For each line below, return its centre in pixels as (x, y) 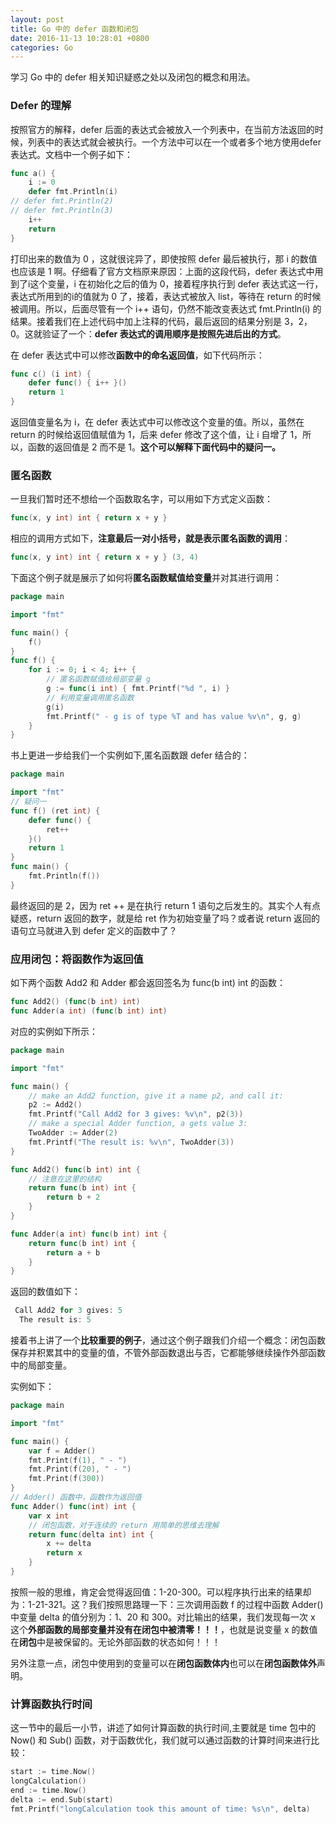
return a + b (73, 1252)
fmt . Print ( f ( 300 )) (66, 1479)
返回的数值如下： (45, 1292)
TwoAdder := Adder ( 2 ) (73, 1133)
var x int (49, 1516)
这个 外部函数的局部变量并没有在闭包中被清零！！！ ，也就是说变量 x (150, 1629)
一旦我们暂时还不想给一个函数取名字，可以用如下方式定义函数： (141, 499)
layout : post (37, 19)
